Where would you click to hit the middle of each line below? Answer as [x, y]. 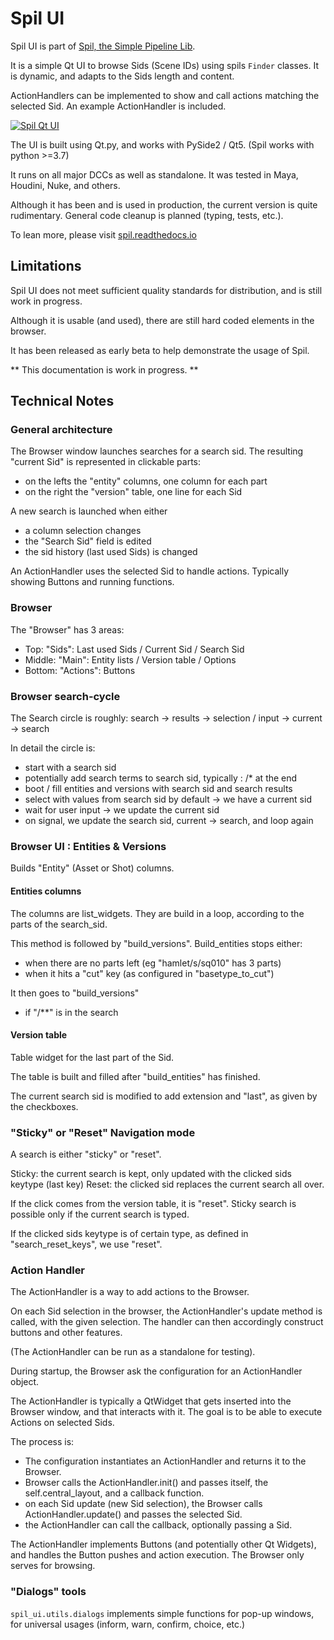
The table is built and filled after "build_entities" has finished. [135, 1076]
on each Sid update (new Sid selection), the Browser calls [143, 1504]
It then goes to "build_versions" [75, 993]
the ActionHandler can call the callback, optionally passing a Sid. [158, 1525]
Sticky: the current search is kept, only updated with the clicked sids [151, 1174]
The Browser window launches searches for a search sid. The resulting [157, 451]
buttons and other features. [66, 1333]
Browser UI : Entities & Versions [88, 846]
